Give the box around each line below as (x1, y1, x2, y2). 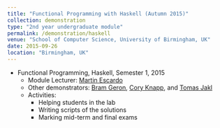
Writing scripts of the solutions (38, 106, 127, 114)
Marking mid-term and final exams (38, 113, 138, 121)
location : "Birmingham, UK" (7, 50, 89, 57)
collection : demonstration (7, 17, 86, 24)
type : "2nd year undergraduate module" (7, 23, 124, 30)
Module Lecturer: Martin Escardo (27, 76, 124, 84)
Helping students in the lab (38, 98, 116, 106)
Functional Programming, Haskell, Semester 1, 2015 (17, 68, 166, 77)
